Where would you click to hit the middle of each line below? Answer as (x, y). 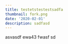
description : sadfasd (28, 23)
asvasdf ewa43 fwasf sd (31, 37)
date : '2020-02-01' (25, 19)
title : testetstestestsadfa (34, 10)
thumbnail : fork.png (27, 14)
